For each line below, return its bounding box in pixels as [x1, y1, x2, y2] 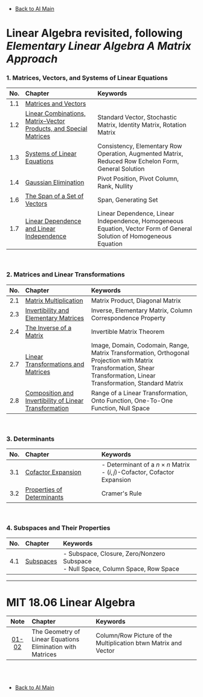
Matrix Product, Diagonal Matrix [91, 296, 181, 305]
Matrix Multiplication [25, 296, 83, 305]
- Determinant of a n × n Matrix [101, 461, 190, 469]
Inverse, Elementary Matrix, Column [91, 306, 193, 315]
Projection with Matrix [91, 356, 153, 364]
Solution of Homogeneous [97, 232, 172, 241]
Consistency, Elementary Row [97, 142, 182, 150]
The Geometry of [31, 627, 80, 636]
